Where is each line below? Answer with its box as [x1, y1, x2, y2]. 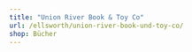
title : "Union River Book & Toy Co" [9, 12, 144, 22]
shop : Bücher [9, 29, 58, 38]
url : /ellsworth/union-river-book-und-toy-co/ [9, 21, 184, 30]
